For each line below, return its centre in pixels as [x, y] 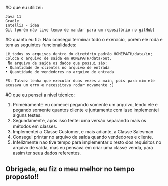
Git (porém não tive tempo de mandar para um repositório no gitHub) [80, 30]
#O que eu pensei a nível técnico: [40, 95]
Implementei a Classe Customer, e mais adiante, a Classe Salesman [83, 131]
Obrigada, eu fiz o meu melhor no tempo [70, 169]
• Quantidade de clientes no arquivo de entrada [57, 68]
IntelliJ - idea [22, 25]
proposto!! [22, 177]
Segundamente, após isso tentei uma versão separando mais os [79, 121]
